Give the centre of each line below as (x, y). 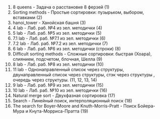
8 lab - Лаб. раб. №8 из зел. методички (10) (58, 64)
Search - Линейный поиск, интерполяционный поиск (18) (72, 101)
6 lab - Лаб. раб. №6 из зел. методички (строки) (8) (67, 49)
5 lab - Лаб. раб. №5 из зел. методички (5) (57, 33)
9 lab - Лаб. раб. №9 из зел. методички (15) (58, 85)
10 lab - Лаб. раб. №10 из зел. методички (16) (60, 90)
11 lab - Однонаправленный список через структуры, (68, 70)
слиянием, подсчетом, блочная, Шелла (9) (57, 59)
